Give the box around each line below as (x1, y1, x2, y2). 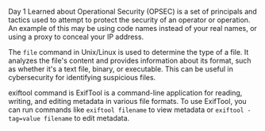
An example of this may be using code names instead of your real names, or (8, 24, 258, 33)
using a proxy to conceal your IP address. (8, 32, 144, 41)
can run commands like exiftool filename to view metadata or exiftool (8, 105, 244, 114)
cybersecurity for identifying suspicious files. (8, 73, 156, 82)
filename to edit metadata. (43, 114, 130, 122)
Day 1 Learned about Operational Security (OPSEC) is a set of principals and (8, 7, 258, 16)
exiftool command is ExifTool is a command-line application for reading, (8, 88, 243, 98)
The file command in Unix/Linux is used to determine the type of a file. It (8, 48, 249, 56)
